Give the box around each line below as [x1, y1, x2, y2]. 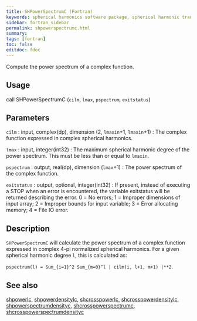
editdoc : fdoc [6, 47, 41, 53]
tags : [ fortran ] [6, 36, 46, 42]
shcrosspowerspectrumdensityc [6, 309, 84, 315]
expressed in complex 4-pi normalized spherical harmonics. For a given [6, 246, 179, 253]
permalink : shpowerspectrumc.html [6, 25, 91, 31]
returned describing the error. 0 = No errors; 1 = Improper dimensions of [6, 194, 181, 201]
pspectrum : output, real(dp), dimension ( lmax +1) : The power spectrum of [6, 164, 182, 171]
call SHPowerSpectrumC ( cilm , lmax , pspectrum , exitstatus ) [6, 95, 151, 103]
